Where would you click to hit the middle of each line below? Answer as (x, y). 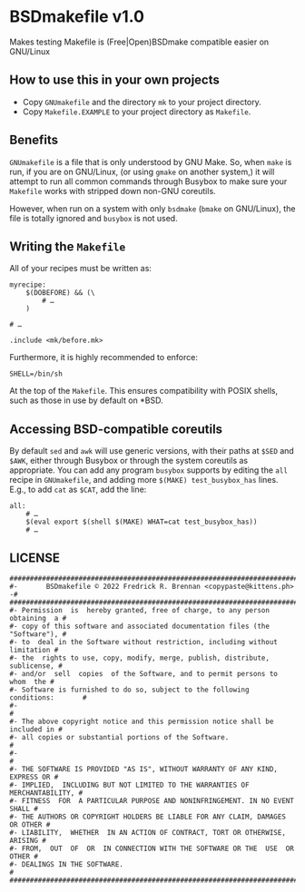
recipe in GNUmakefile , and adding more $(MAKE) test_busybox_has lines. (144, 480)
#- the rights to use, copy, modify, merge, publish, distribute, (140, 658)
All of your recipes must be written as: (81, 269)
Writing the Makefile (68, 246)
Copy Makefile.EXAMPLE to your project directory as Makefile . (137, 112)
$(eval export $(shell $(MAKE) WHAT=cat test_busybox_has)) (142, 522)
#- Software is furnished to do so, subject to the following (129, 690)
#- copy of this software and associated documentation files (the (140, 626)
